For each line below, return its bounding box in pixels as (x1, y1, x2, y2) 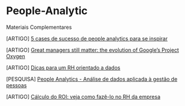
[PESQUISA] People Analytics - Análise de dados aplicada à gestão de (6, 75, 178, 82)
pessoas (6, 81, 27, 89)
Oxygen (6, 52, 25, 59)
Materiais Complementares (6, 24, 72, 31)
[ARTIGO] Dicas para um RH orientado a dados (6, 64, 121, 71)
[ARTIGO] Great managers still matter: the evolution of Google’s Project (6, 46, 179, 54)
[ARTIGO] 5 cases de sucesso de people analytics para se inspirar (6, 35, 168, 42)
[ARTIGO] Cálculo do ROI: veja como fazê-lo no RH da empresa (6, 93, 161, 100)
